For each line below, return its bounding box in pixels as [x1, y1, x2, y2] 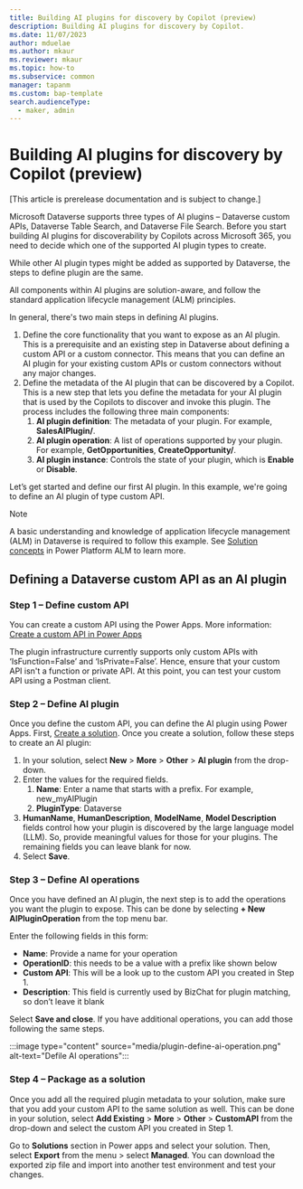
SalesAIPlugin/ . [35, 426, 96, 437]
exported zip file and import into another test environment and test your [9, 1159, 276, 1170]
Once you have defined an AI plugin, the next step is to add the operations [9, 894, 287, 905]
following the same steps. [9, 1024, 106, 1034]
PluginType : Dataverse [35, 803, 122, 814]
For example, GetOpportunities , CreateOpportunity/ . [35, 445, 237, 456]
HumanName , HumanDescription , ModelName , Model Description [22, 813, 277, 824]
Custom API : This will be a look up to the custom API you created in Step [22, 967, 295, 978]
